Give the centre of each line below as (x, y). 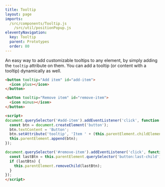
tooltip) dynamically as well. (33, 71)
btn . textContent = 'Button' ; (39, 129)
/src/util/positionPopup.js (42, 28)
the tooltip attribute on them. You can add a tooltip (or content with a (76, 65)
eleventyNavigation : (26, 32)
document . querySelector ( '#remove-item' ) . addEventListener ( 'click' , (76, 152)
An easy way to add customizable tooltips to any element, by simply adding (82, 60)
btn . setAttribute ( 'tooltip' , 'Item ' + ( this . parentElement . (73, 134)
